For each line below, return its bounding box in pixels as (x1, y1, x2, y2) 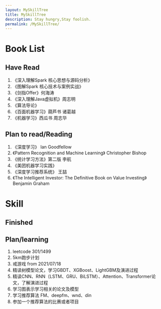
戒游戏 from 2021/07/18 (12, 261, 61, 267)
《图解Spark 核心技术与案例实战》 (12, 84, 84, 90)
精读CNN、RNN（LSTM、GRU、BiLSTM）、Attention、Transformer (12, 273, 152, 280)
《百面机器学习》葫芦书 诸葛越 (12, 109, 76, 115)
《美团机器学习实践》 (12, 162, 57, 169)
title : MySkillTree (5, 12, 46, 17)
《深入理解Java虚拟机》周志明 (12, 96, 76, 102)
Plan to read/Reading (5, 130, 72, 139)
